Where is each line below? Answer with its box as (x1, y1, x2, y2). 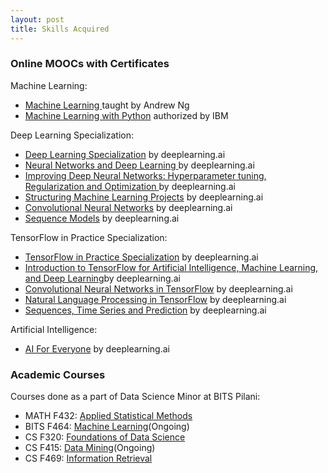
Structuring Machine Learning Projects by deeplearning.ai (24, 191, 264, 203)
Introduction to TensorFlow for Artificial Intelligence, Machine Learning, (24, 261, 319, 273)
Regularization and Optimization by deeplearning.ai (24, 180, 236, 192)
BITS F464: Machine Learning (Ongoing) (24, 421, 190, 433)
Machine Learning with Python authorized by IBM (24, 109, 229, 121)
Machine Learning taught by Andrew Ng (24, 99, 190, 111)
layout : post (10, 14, 65, 25)
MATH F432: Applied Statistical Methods (24, 410, 193, 422)
